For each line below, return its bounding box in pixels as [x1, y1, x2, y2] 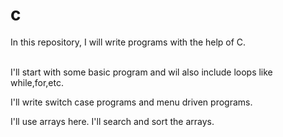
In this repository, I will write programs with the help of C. [10, 36, 247, 48]
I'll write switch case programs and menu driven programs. [10, 96, 253, 108]
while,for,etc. [10, 76, 64, 88]
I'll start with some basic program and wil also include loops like [10, 66, 273, 78]
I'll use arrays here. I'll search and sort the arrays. [10, 115, 215, 127]
